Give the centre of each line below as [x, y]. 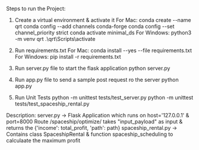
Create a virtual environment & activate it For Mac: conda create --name [103, 20]
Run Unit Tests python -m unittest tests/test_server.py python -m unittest [104, 98]
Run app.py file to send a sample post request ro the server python [97, 80]
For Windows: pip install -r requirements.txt [68, 57]
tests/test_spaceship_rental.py [52, 104]
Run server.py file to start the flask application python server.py [92, 68]
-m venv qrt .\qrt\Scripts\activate [55, 39]
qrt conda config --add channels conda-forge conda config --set [94, 26]
